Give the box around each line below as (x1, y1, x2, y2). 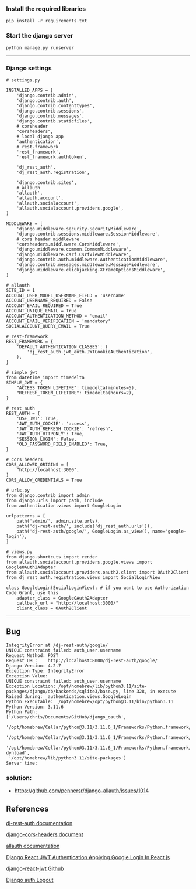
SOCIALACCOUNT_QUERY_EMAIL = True (6, 323, 90, 329)
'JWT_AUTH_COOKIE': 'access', (16, 421, 90, 427)
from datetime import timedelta (6, 374, 85, 380)
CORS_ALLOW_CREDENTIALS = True (6, 477, 82, 483)
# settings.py (6, 77, 41, 83)
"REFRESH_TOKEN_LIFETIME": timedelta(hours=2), (16, 390, 134, 396)
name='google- (152, 528, 187, 534)
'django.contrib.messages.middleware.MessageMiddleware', (16, 261, 160, 268)
